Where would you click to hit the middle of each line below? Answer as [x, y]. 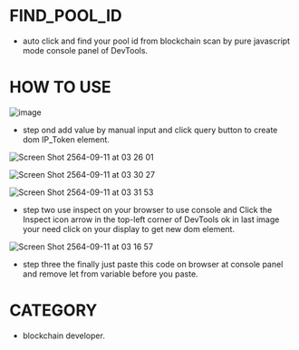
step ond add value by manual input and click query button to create [150, 130]
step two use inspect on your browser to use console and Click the [147, 209]
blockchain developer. [64, 335]
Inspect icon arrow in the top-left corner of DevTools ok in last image [151, 219]
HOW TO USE [60, 87]
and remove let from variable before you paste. [110, 274]
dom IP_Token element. [66, 139]
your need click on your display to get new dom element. [129, 228]
